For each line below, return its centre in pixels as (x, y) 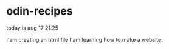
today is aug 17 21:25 (33, 28)
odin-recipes (40, 11)
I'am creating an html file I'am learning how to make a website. (84, 39)
